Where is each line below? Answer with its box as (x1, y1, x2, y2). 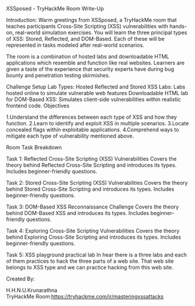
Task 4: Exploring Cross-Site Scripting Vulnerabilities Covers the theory (6, 227, 180, 234)
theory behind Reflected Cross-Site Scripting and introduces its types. (6, 162, 177, 168)
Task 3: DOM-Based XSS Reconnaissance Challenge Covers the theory (6, 203, 179, 210)
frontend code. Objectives (6, 102, 70, 109)
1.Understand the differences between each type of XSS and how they (6, 113, 177, 121)
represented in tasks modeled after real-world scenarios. (6, 41, 144, 48)
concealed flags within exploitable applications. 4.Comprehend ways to (6, 126, 180, 133)
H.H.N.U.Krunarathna (6, 287, 58, 294)
